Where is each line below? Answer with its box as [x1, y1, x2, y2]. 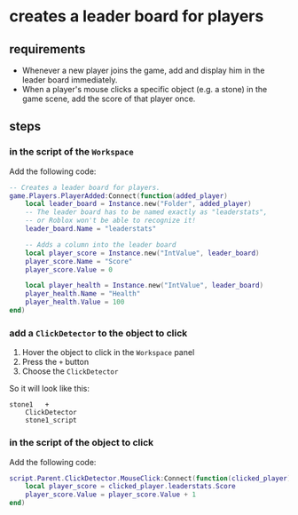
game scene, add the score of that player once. [21, 93, 196, 104]
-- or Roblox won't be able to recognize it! [25, 216, 197, 226]
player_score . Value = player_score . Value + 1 [25, 490, 197, 499]
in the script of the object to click [9, 437, 154, 449]
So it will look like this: [9, 384, 90, 394]
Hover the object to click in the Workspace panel [21, 347, 195, 358]
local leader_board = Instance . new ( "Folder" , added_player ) [25, 200, 252, 209]
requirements [9, 42, 86, 57]
